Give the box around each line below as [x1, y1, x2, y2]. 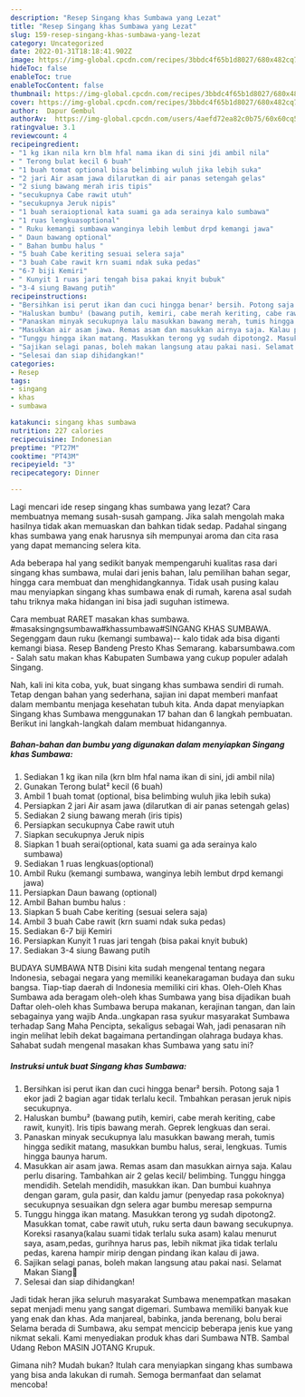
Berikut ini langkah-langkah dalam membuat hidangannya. [10, 718, 227, 729]
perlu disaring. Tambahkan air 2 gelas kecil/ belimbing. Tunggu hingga [23, 1170, 286, 1181]
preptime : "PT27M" [10, 443, 80, 452]
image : [10, 55, 35, 64]
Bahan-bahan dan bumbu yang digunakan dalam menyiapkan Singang [10, 739, 285, 750]
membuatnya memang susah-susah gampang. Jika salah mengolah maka [10, 511, 285, 522]
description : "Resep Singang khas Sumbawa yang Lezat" [10, 13, 222, 23]
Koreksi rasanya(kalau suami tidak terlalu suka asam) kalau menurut [23, 1227, 277, 1239]
